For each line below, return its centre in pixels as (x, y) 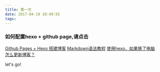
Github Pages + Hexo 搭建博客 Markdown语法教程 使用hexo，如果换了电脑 (80, 48)
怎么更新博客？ (20, 54)
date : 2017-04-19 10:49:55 (32, 14)
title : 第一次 (18, 10)
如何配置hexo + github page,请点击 (47, 37)
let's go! (13, 64)
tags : (10, 19)
